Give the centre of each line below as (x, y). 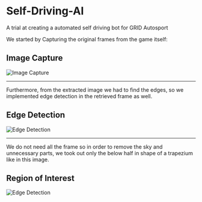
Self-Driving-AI (45, 11)
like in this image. (28, 159)
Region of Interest (41, 178)
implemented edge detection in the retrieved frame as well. (79, 96)
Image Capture (35, 58)
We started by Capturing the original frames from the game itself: (87, 39)
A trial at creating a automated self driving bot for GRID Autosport (87, 28)
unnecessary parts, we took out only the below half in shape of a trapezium (100, 153)
